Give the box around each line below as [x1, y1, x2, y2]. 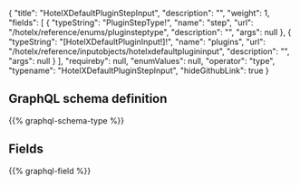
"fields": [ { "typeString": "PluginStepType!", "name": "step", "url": [8, 17, 255, 28]
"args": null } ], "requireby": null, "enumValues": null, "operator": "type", [8, 56, 276, 66]
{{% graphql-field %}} [8, 165, 92, 176]
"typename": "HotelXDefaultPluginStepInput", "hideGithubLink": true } [8, 65, 269, 76]
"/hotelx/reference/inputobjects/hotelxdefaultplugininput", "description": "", [8, 46, 290, 57]
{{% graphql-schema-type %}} [8, 115, 125, 125]
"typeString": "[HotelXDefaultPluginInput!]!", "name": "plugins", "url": [8, 36, 266, 47]
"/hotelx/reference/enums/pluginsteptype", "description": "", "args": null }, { [8, 27, 292, 37]
